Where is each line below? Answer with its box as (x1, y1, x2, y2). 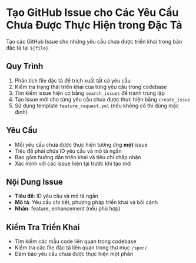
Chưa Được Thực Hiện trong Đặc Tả (6, 18, 182, 32)
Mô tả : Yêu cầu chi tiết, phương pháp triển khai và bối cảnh (14, 199, 158, 206)
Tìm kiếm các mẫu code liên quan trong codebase (14, 238, 137, 245)
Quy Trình (6, 61, 44, 71)
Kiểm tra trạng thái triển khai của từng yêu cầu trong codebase (14, 83, 167, 90)
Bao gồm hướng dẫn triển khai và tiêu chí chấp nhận (14, 153, 141, 160)
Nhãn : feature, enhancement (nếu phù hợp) (14, 205, 121, 212)
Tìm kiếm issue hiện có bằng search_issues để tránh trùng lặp (14, 89, 165, 97)
